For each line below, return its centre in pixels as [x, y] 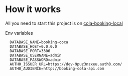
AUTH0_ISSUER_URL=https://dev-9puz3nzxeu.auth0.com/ [66, 64]
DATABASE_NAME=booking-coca [39, 42]
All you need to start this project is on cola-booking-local [64, 23]
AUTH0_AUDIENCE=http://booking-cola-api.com [57, 68]
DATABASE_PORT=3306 [30, 51]
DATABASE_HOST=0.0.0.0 [33, 46]
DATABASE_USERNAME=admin [36, 55]
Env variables [19, 33]
